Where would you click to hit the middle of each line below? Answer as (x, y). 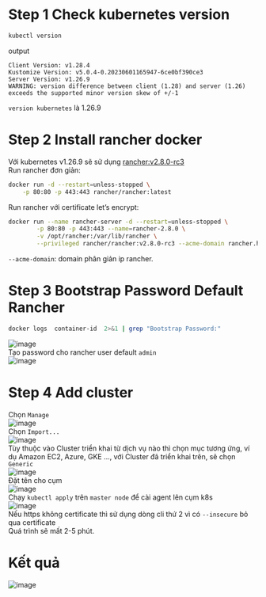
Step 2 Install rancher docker (105, 139)
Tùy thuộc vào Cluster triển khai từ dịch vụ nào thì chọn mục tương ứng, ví (129, 448)
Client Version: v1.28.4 (49, 65)
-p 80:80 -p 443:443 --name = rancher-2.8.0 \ (111, 229)
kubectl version (35, 36)
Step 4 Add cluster (71, 393)
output (19, 51)
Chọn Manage (29, 414)
